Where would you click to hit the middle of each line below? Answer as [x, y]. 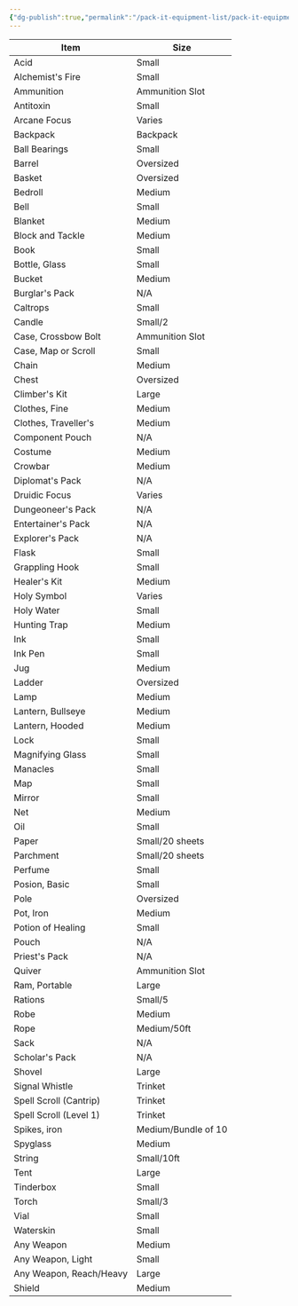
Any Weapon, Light [53, 1259]
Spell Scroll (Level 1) [57, 1114]
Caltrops [31, 307]
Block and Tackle [49, 235]
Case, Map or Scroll [55, 350]
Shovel [28, 1072]
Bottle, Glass [40, 264]
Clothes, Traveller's [54, 422]
